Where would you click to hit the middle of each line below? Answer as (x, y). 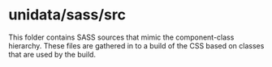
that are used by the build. (52, 54)
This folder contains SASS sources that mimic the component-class (121, 37)
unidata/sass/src (67, 15)
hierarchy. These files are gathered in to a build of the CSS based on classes (136, 45)
